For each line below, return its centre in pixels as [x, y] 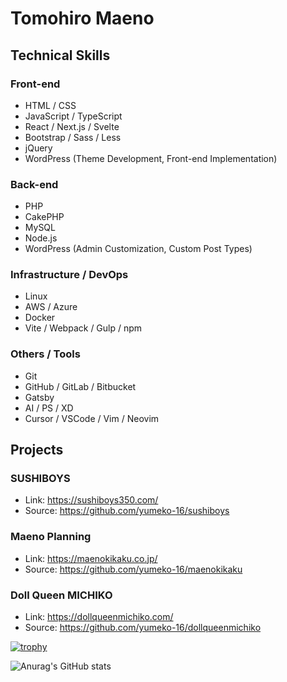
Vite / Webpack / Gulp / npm [83, 328]
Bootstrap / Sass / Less [73, 137]
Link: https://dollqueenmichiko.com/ [99, 617]
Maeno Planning [51, 537]
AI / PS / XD [49, 408]
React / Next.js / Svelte [72, 126]
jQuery [38, 148]
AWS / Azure [51, 307]
